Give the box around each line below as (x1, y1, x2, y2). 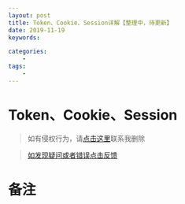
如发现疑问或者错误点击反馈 (27, 150, 118, 160)
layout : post (8, 11, 51, 20)
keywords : (8, 33, 41, 42)
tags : (8, 62, 26, 71)
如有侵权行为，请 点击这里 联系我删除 (27, 133, 146, 143)
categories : (8, 48, 47, 56)
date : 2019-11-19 (8, 26, 65, 34)
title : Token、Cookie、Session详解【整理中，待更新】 (8, 19, 173, 27)
